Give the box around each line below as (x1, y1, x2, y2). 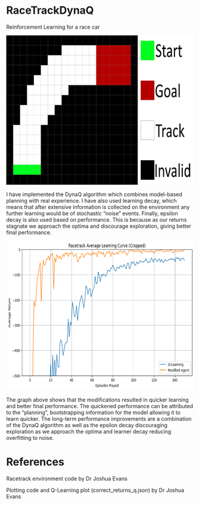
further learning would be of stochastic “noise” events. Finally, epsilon (6, 210, 178, 217)
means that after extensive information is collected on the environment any (6, 203, 190, 210)
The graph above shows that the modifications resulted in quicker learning (6, 396, 189, 403)
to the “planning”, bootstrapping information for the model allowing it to (6, 409, 181, 416)
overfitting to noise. (6, 434, 54, 441)
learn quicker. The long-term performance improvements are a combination (6, 415, 192, 422)
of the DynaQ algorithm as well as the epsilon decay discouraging (6, 421, 168, 429)
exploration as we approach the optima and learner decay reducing (6, 428, 172, 435)
